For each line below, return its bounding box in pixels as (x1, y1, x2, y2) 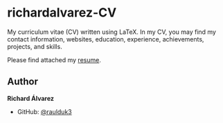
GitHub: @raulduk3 (17, 107, 72, 115)
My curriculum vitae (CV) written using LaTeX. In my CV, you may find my (7, 28, 217, 36)
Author (7, 76, 38, 88)
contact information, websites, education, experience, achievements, (7, 35, 204, 43)
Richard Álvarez (7, 94, 54, 102)
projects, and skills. (7, 42, 62, 50)
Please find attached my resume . (7, 55, 102, 64)
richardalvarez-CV (7, 5, 117, 21)
